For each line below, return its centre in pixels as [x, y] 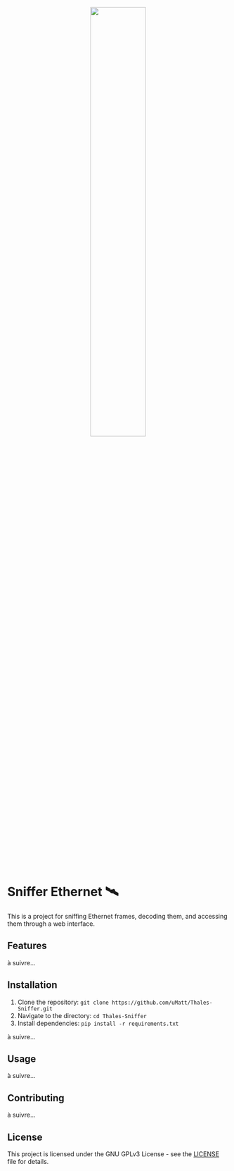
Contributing [36, 1098]
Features [27, 946]
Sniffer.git [35, 1009]
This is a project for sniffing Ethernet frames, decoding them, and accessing [117, 916]
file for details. [28, 1161]
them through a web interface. [51, 924]
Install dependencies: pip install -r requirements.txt [98, 1023]
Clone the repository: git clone [63, 1002]
